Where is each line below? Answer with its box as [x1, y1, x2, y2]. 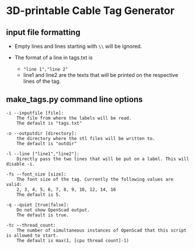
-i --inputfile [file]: [6, 110, 64, 116]
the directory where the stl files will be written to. [16, 135, 156, 141]
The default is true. [16, 212, 69, 218]
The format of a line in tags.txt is [14, 54, 93, 61]
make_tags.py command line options [6, 94, 143, 104]
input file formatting [6, 27, 81, 37]
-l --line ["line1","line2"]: [6, 150, 80, 157]
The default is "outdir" [16, 141, 77, 146]
